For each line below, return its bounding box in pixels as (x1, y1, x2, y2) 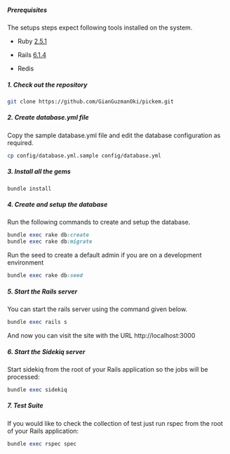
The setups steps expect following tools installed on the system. (7, 23, 193, 32)
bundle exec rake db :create (7, 232, 90, 239)
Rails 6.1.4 (17, 50, 47, 59)
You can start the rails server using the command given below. (7, 305, 188, 313)
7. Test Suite (7, 401, 43, 410)
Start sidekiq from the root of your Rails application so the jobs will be (7, 365, 208, 373)
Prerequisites (7, 6, 48, 14)
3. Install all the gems (7, 168, 72, 176)
